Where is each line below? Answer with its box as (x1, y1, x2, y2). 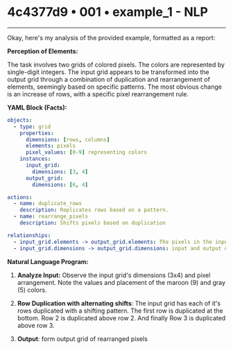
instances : (19, 155, 51, 163)
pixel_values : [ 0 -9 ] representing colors (25, 149, 148, 156)
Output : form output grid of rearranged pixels (17, 334, 148, 343)
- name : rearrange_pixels (13, 213, 89, 220)
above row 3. (17, 321, 55, 329)
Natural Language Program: (7, 257, 89, 265)
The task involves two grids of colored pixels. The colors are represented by (7, 60, 225, 69)
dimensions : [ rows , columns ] (25, 136, 110, 143)
